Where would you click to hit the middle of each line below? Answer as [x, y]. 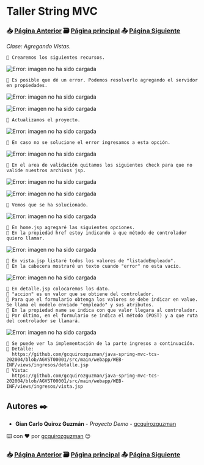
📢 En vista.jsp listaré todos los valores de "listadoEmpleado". [91, 261]
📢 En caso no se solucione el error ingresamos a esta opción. [89, 143]
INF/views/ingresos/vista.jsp [45, 387]
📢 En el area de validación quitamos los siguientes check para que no [99, 165]
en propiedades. [27, 86]
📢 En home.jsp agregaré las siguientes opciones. [71, 228]
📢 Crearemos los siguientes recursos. [56, 58]
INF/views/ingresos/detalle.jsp [47, 365]
